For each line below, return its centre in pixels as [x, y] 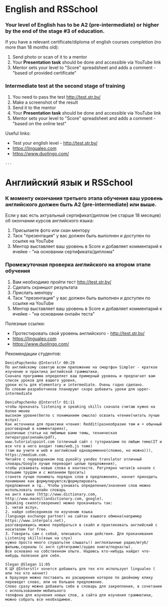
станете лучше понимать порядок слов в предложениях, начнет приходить [81, 477]
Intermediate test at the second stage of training [65, 86]
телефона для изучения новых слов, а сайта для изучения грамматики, [79, 595]
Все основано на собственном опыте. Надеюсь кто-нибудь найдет [72, 551]
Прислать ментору [32, 292]
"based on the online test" [39, 123]
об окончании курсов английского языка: [49, 221]
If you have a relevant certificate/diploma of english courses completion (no [83, 42]
